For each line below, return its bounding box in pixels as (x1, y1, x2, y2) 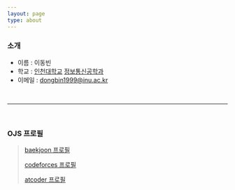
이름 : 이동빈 (17, 58, 52, 66)
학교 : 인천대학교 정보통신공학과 (17, 67, 104, 75)
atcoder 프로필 (24, 175, 66, 184)
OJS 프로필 (7, 129, 43, 138)
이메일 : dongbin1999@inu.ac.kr (17, 75, 108, 84)
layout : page (7, 10, 45, 17)
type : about (7, 17, 42, 24)
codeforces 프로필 (24, 161, 77, 169)
